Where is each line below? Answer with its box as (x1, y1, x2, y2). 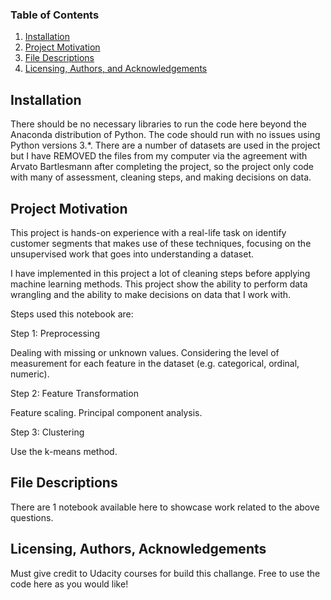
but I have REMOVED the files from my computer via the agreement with (10, 150, 308, 162)
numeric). (10, 368, 50, 380)
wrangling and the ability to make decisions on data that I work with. (10, 288, 292, 300)
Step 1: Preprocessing (10, 327, 101, 339)
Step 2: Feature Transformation (10, 387, 139, 399)
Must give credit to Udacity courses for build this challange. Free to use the (10, 567, 321, 579)
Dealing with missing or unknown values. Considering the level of (10, 346, 280, 358)
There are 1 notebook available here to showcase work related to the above (10, 501, 320, 513)
